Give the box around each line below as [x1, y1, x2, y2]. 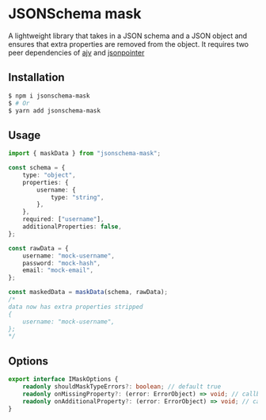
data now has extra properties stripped [8, 303, 144, 311]
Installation [8, 71, 65, 84]
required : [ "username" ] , [22, 216, 104, 223]
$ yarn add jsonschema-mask [8, 106, 101, 115]
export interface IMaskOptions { [8, 376, 119, 384]
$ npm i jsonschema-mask [8, 92, 90, 100]
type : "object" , [22, 171, 77, 179]
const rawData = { [8, 244, 69, 252]
